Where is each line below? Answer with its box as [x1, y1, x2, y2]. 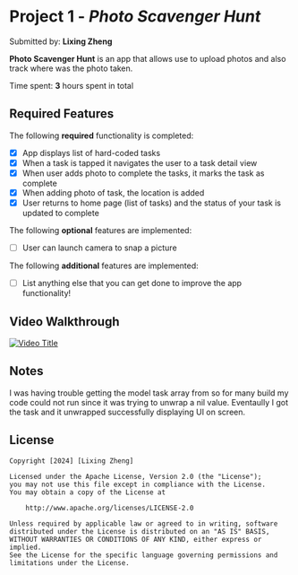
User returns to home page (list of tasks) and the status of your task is [21, 197, 282, 208]
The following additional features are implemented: [9, 260, 199, 271]
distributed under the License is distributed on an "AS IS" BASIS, [9, 527, 270, 536]
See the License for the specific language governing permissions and [9, 550, 278, 560]
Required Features [9, 106, 115, 122]
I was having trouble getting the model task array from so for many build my [9, 388, 289, 398]
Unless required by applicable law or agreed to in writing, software [9, 518, 278, 528]
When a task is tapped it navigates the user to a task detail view [21, 157, 258, 168]
